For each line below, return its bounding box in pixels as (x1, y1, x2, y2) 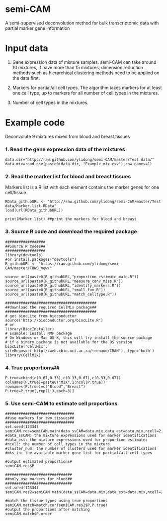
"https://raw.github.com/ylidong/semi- (38, 261, 121, 266)
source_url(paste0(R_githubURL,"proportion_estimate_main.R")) (5, 274, 139, 279)
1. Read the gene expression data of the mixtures (5, 146, 125, 153)
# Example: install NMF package (5, 331, 72, 336)
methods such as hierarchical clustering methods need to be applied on (12, 70, 160, 76)
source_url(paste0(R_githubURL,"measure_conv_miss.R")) (5, 279, 123, 284)
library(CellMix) (5, 352, 41, 358)
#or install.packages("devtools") (5, 257, 77, 262)
